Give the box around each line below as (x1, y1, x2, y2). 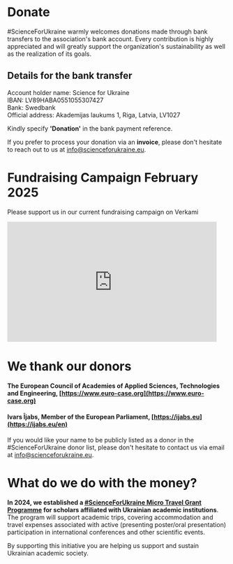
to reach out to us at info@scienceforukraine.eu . (7, 145, 146, 154)
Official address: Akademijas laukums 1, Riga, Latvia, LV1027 (7, 110, 181, 119)
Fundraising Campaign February (7, 169, 199, 185)
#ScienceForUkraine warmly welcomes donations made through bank (7, 27, 208, 36)
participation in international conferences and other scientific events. (7, 528, 206, 536)
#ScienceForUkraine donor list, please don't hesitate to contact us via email (7, 443, 225, 451)
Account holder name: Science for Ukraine (7, 88, 130, 96)
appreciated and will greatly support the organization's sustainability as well (7, 42, 225, 50)
